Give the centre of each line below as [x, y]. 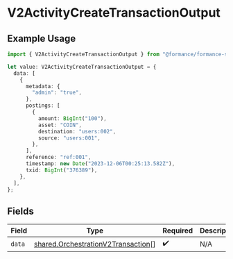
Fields [21, 211]
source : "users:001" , [69, 138]
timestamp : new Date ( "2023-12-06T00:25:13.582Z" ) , [100, 164]
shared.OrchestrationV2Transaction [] [95, 244]
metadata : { [43, 86]
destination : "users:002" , [77, 131]
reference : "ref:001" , [58, 158]
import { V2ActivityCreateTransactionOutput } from [83, 54]
